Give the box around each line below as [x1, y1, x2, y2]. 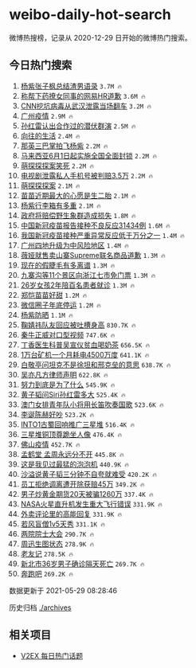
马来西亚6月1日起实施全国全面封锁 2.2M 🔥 [20, 150, 158, 160]
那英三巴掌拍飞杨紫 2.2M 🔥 [20, 141, 108, 150]
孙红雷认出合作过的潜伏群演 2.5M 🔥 [20, 121, 136, 131]
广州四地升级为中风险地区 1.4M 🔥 [20, 240, 130, 250]
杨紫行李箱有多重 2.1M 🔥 [20, 201, 102, 210]
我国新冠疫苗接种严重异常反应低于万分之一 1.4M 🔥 [20, 230, 186, 240]
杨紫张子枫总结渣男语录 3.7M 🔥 [20, 81, 123, 91]
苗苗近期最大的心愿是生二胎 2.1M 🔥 [20, 190, 136, 200]
